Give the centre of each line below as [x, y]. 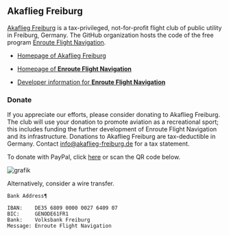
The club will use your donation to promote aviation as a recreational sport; [113, 122]
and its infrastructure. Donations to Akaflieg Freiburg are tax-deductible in [111, 137]
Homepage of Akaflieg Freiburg [61, 55]
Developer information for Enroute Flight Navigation [91, 82]
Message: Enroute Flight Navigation [59, 226]
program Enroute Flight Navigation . [57, 42]
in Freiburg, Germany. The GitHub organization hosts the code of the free [110, 35]
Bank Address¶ [27, 196]
